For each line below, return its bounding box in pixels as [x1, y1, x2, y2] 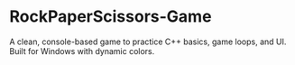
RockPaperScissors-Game [9, 6, 212, 27]
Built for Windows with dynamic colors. [9, 45, 155, 56]
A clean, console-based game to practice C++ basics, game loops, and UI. [9, 36, 287, 47]
